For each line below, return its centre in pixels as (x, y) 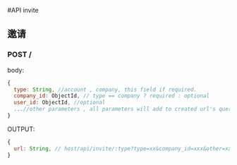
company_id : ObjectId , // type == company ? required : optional (112, 96)
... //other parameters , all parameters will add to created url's (115, 109)
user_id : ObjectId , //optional (60, 103)
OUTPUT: (21, 129)
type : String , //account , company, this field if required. (105, 90)
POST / (19, 54)
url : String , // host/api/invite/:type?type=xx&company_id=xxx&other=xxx (124, 148)
